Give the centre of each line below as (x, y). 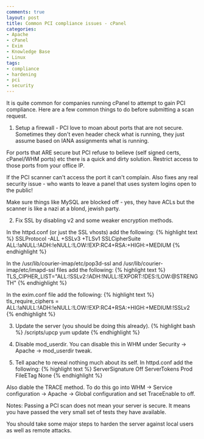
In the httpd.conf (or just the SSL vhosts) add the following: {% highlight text (102, 232)
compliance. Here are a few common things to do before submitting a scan (100, 109)
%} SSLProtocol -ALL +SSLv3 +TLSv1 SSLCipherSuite (74, 239)
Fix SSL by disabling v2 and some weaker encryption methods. (94, 220)
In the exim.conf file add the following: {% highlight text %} (80, 294)
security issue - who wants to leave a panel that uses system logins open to (101, 184)
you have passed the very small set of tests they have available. (86, 412)
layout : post (23, 18)
